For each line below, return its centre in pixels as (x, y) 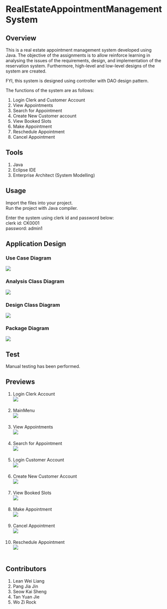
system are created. (26, 71)
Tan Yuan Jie (26, 597)
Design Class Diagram (33, 305)
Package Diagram (27, 328)
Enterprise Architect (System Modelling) (54, 175)
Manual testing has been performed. (43, 366)
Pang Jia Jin (26, 586)
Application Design (36, 244)
